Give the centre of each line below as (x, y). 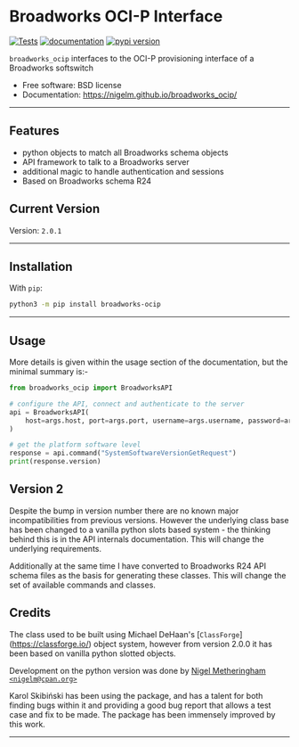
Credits (30, 613)
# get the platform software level (75, 445)
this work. (28, 724)
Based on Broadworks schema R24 (87, 181)
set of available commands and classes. (82, 585)
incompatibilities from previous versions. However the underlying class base (149, 520)
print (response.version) (55, 462)
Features (34, 131)
